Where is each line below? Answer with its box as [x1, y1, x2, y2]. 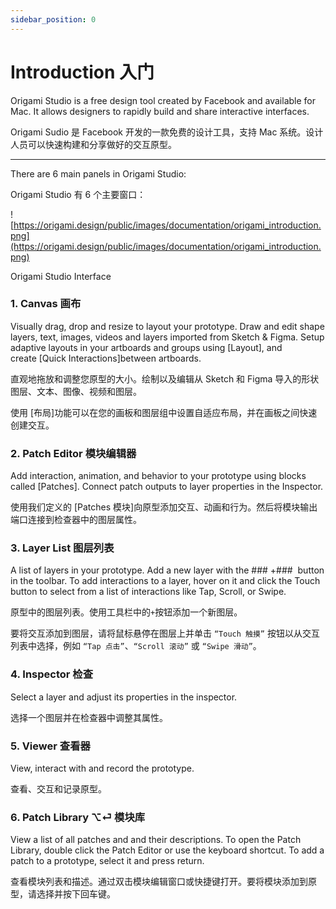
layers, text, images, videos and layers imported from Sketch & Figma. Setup [10, 331, 325, 343]
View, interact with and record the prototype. [10, 762, 195, 775]
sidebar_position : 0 [10, 14, 97, 25]
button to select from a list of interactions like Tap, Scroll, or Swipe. [10, 586, 287, 598]
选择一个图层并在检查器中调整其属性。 [10, 711, 168, 723]
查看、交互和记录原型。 [10, 783, 107, 795]
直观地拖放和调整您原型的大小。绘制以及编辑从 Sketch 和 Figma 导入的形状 [10, 372, 320, 385]
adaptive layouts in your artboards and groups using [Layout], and [10, 341, 283, 353]
